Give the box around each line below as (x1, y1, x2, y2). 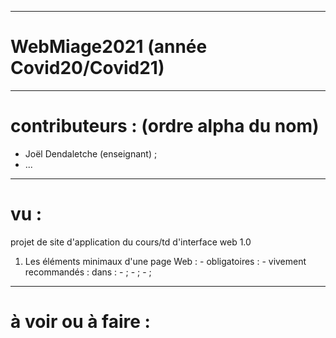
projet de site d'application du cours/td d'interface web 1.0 (10, 236, 252, 248)
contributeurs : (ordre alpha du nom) (10, 115, 320, 138)
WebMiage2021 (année (10, 36, 208, 58)
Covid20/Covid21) (10, 57, 165, 80)
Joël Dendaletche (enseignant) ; (24, 147, 158, 160)
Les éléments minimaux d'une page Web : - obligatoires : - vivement (24, 255, 307, 267)
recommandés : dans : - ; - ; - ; (24, 266, 152, 278)
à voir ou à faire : (10, 311, 151, 333)
